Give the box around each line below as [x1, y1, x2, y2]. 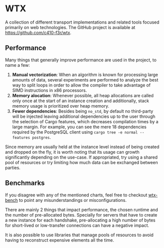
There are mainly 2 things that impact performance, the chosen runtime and [5, 207, 158, 213]
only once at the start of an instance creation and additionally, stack [12, 98, 149, 104]
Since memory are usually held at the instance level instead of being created [5, 143, 160, 150]
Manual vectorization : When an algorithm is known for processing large [12, 72, 158, 78]
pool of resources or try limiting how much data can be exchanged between [5, 159, 158, 165]
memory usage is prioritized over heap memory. [12, 103, 109, 109]
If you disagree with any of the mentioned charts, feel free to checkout [5, 192, 148, 198]
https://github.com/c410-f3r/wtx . [5, 29, 72, 35]
